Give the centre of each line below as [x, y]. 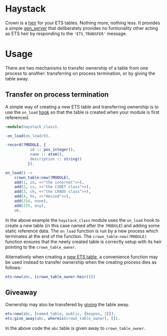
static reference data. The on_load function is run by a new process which [82, 231]
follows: [13, 267]
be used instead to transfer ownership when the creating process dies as [81, 262]
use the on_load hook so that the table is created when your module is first [82, 112]
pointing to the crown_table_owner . [41, 247]
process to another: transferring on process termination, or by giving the [80, 73]
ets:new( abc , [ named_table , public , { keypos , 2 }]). [60, 314]
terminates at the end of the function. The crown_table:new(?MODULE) [76, 236]
